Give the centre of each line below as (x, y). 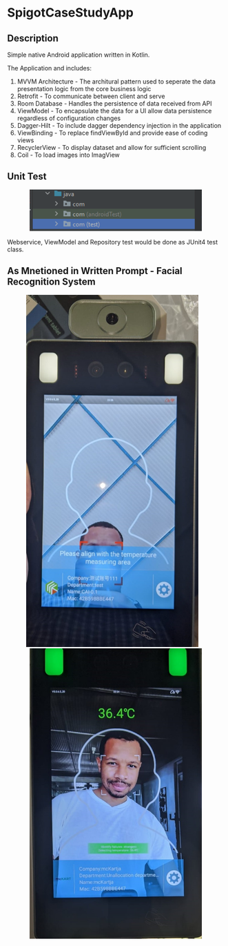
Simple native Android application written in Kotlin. (79, 55)
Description (33, 38)
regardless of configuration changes (69, 118)
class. (15, 249)
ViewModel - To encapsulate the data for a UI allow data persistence (114, 111)
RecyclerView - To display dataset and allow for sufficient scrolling (112, 147)
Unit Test (27, 176)
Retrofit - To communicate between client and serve (91, 96)
